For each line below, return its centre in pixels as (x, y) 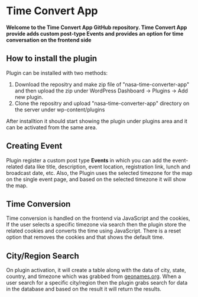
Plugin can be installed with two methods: (57, 73)
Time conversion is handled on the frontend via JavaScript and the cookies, (98, 218)
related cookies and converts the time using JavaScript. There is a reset (94, 231)
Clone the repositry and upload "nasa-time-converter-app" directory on (102, 103)
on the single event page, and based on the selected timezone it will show (96, 179)
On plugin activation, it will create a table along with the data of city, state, (96, 270)
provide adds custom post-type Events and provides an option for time (95, 33)
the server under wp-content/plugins (60, 109)
